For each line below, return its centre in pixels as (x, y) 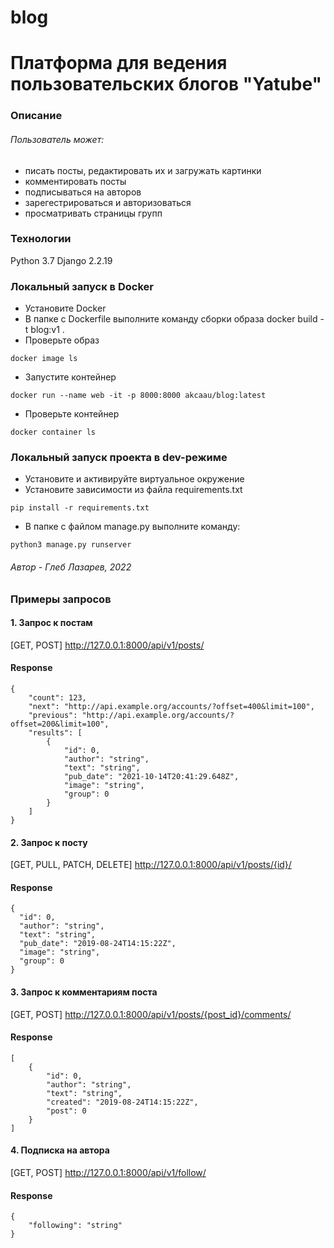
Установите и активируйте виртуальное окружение (134, 479)
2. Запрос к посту (49, 842)
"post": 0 (66, 1111)
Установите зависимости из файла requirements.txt (133, 490)
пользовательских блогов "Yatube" (166, 84)
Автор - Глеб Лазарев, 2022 (71, 567)
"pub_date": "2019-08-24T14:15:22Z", (98, 944)
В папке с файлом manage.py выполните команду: (132, 527)
